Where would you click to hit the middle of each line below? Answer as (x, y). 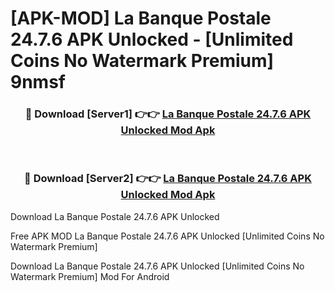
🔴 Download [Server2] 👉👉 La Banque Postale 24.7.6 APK (168, 179)
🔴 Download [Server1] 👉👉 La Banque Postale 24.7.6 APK (168, 114)
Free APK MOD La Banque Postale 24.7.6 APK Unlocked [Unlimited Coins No (167, 236)
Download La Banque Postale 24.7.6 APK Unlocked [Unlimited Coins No (157, 266)
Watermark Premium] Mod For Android (90, 276)
